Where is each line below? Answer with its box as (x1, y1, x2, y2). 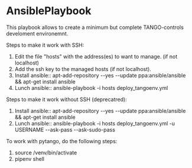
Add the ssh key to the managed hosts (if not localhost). (14, 65, 152, 72)
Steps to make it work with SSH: (6, 41, 84, 49)
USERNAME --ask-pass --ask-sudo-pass (14, 126, 115, 133)
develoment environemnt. (6, 30, 69, 37)
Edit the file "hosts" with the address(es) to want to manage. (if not (14, 53, 178, 60)
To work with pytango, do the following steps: (6, 137, 118, 144)
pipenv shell (14, 155, 44, 162)
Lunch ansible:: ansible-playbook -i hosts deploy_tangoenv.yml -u (14, 119, 175, 127)
